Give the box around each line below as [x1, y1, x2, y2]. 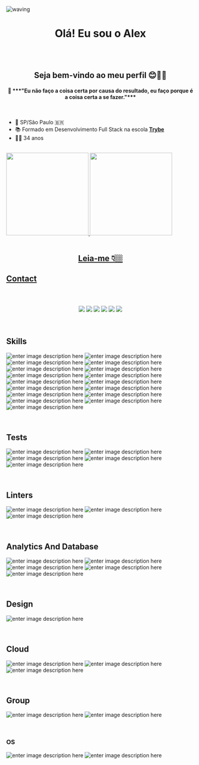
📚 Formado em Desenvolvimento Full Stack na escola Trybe [14, 125, 164, 133]
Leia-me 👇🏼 [78, 253, 123, 264]
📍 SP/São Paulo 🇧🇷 [14, 118, 65, 125]
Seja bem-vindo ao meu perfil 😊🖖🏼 [33, 70, 167, 80]
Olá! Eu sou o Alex [54, 27, 146, 40]
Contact [6, 274, 37, 284]
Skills [6, 336, 27, 346]
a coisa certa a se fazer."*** [65, 93, 136, 100]
